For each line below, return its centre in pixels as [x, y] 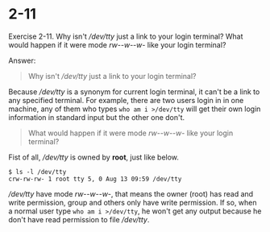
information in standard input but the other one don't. [97, 117]
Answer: [22, 60]
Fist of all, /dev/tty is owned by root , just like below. [94, 157]
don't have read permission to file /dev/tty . [79, 219]
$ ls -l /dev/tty [37, 172]
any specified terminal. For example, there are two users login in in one [126, 100]
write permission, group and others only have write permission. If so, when [133, 202]
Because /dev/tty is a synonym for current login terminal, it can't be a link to [134, 91]
